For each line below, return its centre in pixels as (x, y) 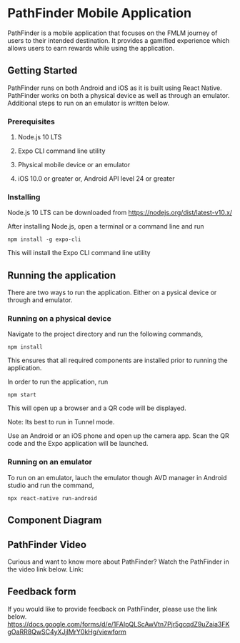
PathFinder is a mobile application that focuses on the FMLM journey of (112, 33)
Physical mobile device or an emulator (74, 165)
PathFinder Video (47, 544)
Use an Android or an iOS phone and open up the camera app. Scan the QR (119, 436)
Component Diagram (55, 520)
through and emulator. (40, 300)
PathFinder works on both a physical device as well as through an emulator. (119, 95)
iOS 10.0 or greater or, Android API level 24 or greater (96, 179)
